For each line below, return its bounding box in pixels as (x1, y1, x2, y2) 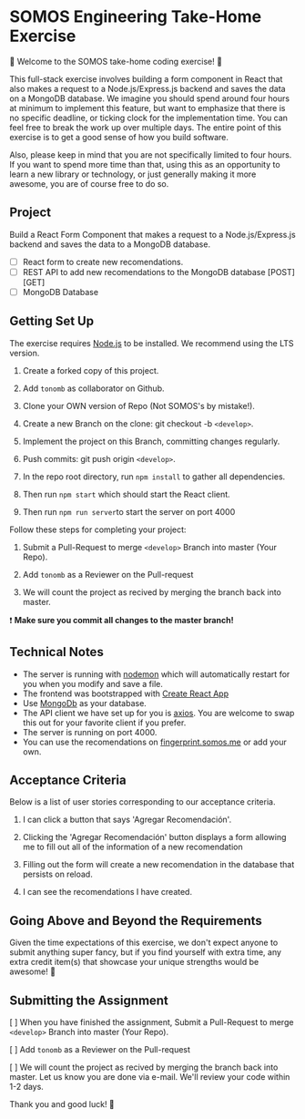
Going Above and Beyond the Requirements (9, 913, 262, 929)
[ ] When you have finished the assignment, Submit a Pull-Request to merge (9, 1017, 294, 1027)
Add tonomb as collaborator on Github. (22, 383, 165, 394)
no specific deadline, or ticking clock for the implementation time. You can (9, 112, 289, 123)
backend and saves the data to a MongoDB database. (9, 239, 211, 250)
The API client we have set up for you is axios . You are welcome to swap (22, 707, 295, 718)
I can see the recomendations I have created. (22, 887, 193, 898)
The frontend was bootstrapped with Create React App (22, 688, 229, 699)
